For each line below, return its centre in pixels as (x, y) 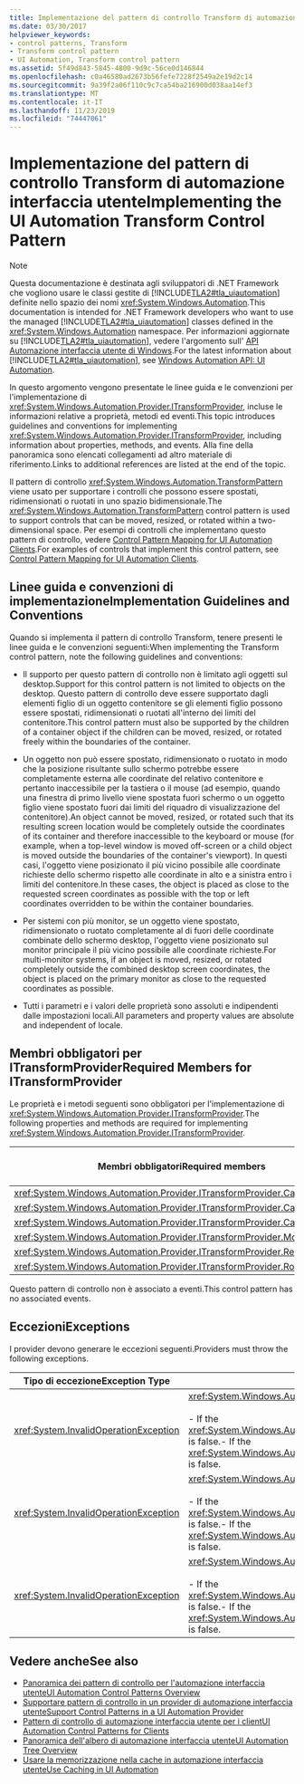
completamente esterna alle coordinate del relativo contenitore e (143, 778)
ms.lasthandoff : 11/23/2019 (62, 110)
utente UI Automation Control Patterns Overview (111, 1693)
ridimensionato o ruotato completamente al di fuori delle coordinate (148, 930)
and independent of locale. (73, 1025)
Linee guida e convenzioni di (91, 587)
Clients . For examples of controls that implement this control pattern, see (144, 550)
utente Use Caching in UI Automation (90, 1770)
